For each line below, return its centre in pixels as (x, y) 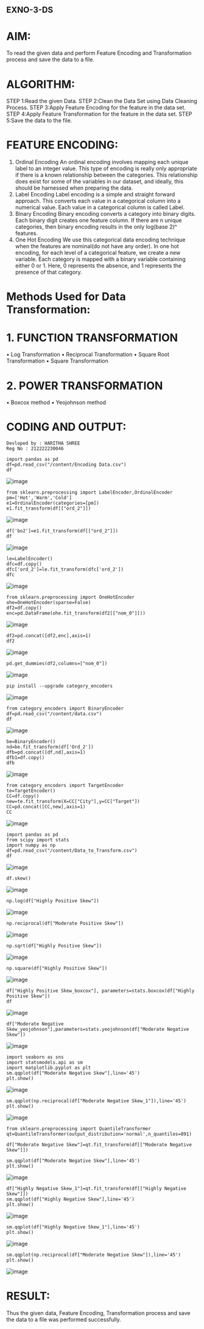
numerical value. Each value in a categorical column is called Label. (100, 207)
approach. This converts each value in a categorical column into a (98, 201)
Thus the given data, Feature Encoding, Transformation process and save (98, 1313)
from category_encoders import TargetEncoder (65, 786)
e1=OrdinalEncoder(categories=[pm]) (53, 503)
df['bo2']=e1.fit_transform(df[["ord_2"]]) (62, 531)
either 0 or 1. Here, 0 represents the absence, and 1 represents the (98, 266)
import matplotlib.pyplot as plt (49, 1068)
